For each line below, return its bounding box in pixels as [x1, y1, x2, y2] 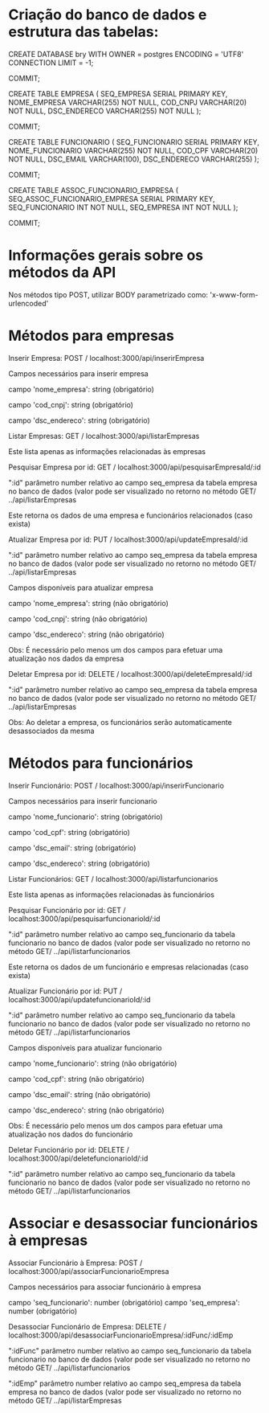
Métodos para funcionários [8, 754, 194, 772]
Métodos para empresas [8, 327, 175, 345]
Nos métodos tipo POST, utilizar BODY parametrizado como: [8, 289, 209, 299]
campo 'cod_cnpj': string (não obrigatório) [8, 613, 149, 624]
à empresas [8, 1231, 88, 1249]
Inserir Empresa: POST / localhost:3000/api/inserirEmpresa [8, 353, 205, 362]
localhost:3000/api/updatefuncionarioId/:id [8, 994, 151, 1004]
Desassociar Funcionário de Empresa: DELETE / [8, 1321, 167, 1331]
